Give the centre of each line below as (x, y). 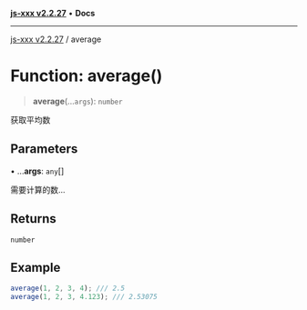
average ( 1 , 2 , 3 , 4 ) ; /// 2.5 (68, 289)
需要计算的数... (38, 189)
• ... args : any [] (37, 171)
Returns (34, 219)
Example (36, 267)
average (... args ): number (77, 101)
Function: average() (87, 76)
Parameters (44, 149)
